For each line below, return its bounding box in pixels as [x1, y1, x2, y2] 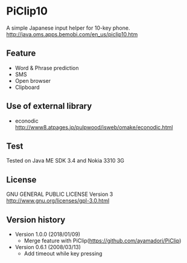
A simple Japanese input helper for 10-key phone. [6, 24, 130, 31]
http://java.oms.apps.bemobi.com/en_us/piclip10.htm [6, 30, 138, 37]
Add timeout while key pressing [24, 250, 103, 257]
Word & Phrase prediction [14, 64, 79, 71]
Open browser [14, 77, 51, 84]
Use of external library [6, 101, 92, 111]
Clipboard [14, 83, 40, 91]
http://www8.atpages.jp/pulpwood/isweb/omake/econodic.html [14, 123, 173, 131]
